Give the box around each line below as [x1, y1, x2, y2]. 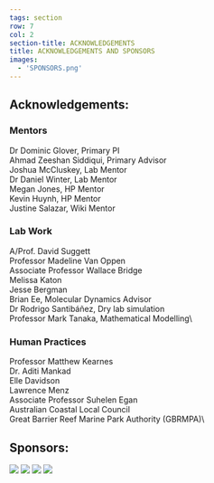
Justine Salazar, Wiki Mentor [9, 203, 116, 213]
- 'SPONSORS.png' [17, 64, 83, 73]
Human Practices [9, 336, 88, 348]
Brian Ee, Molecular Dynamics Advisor [9, 293, 152, 304]
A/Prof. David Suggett [9, 245, 90, 256]
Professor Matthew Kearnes [9, 356, 114, 367]
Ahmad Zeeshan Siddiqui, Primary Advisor [9, 155, 167, 166]
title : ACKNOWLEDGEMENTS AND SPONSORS [9, 47, 155, 56]
